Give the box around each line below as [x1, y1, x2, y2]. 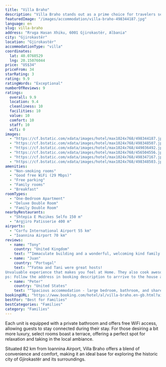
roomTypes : [5, 191, 28, 196]
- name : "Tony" [9, 242, 41, 247]
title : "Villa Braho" [5, 7, 50, 12]
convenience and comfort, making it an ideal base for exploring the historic [5, 351, 158, 357]
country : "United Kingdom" [14, 247, 70, 252]
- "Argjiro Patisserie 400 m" [9, 219, 72, 224]
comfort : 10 [9, 117, 35, 123]
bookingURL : [5, 293, 30, 298]
